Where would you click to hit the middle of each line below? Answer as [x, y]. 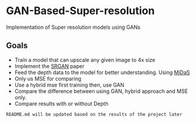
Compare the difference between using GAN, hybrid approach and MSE [101, 91]
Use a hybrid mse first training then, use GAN [69, 85]
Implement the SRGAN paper [49, 66]
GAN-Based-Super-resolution [80, 11]
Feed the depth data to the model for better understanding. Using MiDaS [102, 72]
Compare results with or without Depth [61, 104]
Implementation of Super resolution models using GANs [73, 27]
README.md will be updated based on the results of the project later [94, 114]
